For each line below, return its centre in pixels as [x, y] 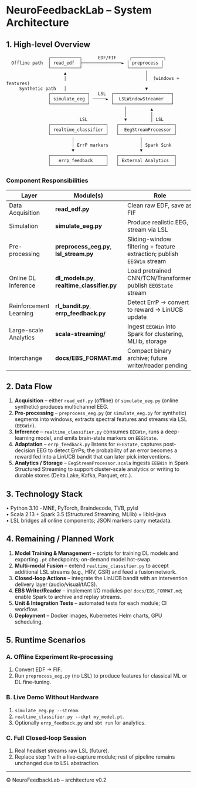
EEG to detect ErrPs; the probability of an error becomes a [107, 450]
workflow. [26, 609]
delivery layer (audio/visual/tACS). [56, 584]
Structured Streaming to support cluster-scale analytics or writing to [97, 469]
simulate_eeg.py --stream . [47, 710]
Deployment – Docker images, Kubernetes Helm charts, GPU [88, 615]
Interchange [26, 358]
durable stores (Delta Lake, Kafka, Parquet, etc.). [74, 476]
